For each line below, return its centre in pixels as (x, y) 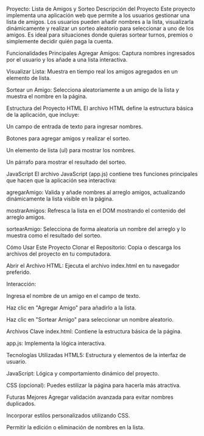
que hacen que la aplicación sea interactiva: (62, 180)
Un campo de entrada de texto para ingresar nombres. (75, 127)
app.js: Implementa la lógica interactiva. (56, 343)
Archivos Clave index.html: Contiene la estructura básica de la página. (94, 331)
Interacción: (21, 284)
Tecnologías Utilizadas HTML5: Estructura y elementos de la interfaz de (96, 355)
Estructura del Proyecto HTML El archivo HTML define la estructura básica (100, 108)
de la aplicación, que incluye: (43, 115)
